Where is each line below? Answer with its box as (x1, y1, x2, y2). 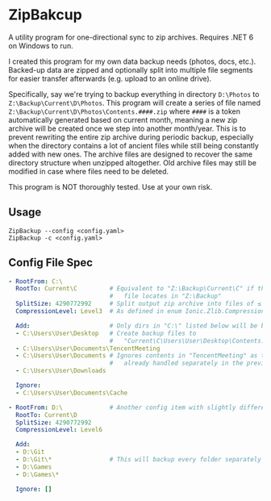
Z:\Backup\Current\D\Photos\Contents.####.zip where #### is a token (8, 106, 240, 116)
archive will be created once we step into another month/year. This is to (8, 123, 247, 133)
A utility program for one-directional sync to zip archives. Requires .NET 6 (8, 32, 254, 42)
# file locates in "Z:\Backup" (109, 292, 222, 300)
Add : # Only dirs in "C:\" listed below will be (15, 321, 258, 330)
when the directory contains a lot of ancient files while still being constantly (8, 140, 260, 150)
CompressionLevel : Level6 (15, 426, 103, 434)
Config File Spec (8, 256, 93, 269)
